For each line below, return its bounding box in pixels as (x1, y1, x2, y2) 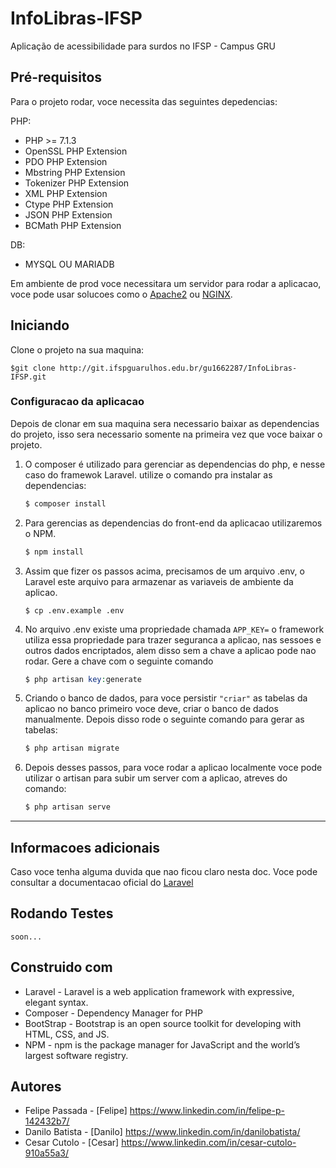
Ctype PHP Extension (24, 198, 114, 210)
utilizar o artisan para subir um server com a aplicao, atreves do (24, 772, 288, 784)
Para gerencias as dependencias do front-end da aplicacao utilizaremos (24, 517, 323, 529)
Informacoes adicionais (10, 839, 161, 856)
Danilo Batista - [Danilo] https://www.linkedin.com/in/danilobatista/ (24, 1126, 301, 1138)
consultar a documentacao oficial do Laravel (10, 877, 194, 889)
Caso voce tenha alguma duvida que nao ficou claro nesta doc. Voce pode (10, 866, 318, 878)
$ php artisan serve (24, 802, 111, 812)
